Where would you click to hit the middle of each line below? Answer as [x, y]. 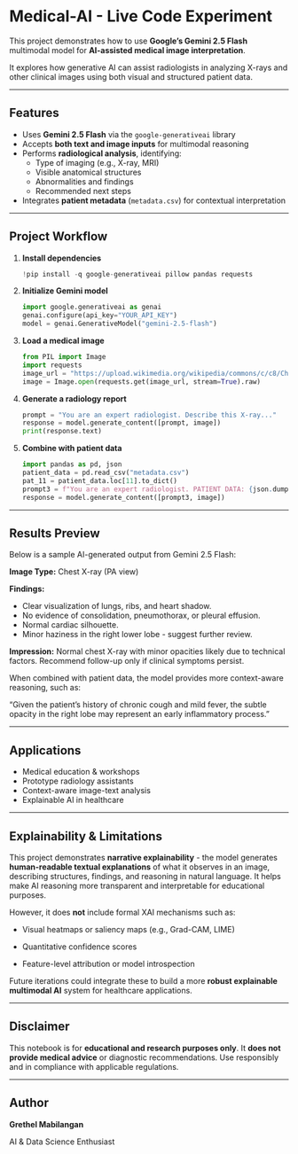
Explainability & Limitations [86, 836]
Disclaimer [39, 1027]
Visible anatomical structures [88, 172]
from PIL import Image [64, 357]
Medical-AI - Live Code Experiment [141, 16]
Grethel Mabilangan [47, 1124]
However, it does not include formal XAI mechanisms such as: [122, 912]
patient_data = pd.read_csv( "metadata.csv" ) [106, 473]
